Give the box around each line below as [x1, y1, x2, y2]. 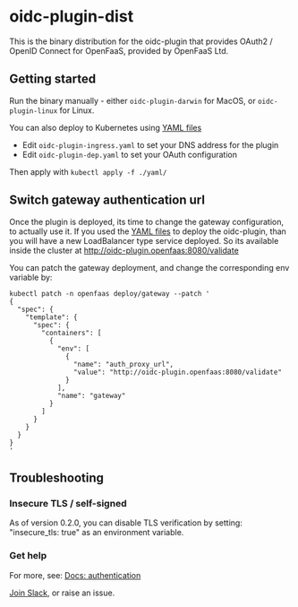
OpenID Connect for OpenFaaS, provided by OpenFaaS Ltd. [9, 45, 229, 56]
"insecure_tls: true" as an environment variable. [9, 527, 184, 538]
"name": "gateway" [56, 391, 126, 400]
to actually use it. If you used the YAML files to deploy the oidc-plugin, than [9, 226, 286, 237]
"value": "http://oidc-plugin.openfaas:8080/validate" [72, 368, 282, 377]
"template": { [25, 312, 78, 322]
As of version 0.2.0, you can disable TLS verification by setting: [9, 517, 243, 528]
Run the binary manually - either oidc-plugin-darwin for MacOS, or [9, 95, 257, 106]
